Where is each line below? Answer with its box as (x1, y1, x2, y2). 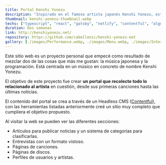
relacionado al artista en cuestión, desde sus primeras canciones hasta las (5, 83, 159, 89)
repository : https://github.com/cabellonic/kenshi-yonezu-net (5, 35, 136, 40)
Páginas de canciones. (12, 144, 59, 150)
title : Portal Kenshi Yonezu (5, 7, 65, 12)
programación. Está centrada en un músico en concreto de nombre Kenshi (5, 63, 157, 69)
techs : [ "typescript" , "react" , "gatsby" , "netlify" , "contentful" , (5, 21, 149, 26)
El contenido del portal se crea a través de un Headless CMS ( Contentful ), (5, 98, 156, 104)
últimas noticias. (5, 88, 39, 94)
